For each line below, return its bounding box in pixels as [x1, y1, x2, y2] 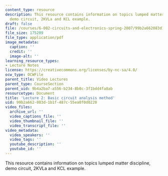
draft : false [5, 21, 32, 26]
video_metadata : [5, 128, 39, 133]
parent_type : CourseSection [5, 81, 64, 86]
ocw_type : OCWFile [5, 72, 43, 77]
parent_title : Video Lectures [5, 77, 68, 82]
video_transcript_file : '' [9, 123, 66, 128]
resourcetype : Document [5, 91, 55, 96]
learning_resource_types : [5, 58, 59, 63]
